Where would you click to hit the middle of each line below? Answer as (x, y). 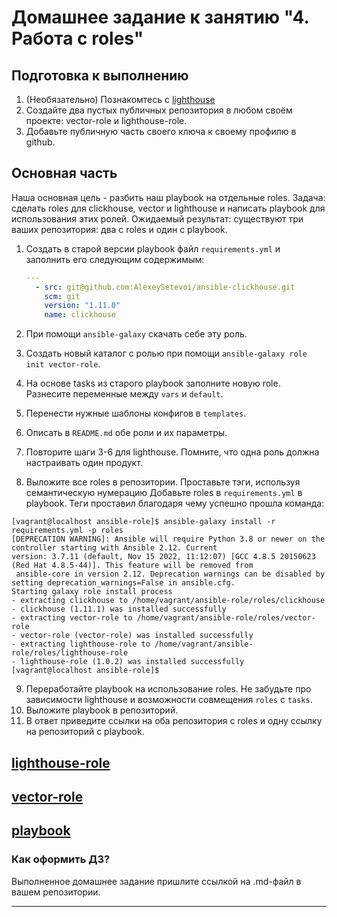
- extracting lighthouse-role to (81, 644)
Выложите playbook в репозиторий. (102, 710)
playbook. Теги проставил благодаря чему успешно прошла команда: (175, 503)
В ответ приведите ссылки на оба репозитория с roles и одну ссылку (174, 721)
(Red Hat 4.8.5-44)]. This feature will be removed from (132, 566)
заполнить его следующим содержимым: (115, 259)
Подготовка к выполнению (100, 75)
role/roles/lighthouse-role (70, 653)
